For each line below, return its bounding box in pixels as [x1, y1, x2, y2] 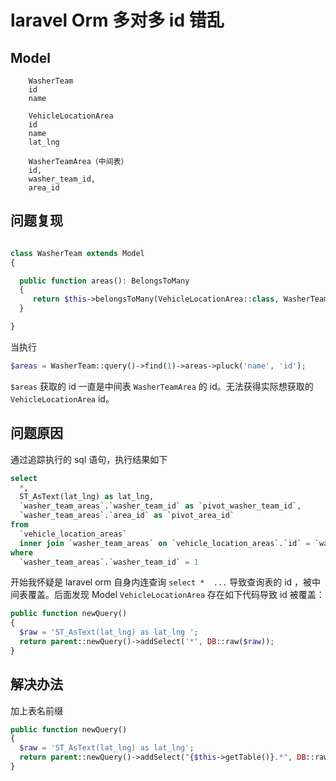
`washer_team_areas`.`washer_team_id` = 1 [19, 557, 199, 567]
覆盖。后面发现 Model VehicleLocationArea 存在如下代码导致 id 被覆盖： [27, 589, 325, 601]
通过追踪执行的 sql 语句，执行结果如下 [10, 453, 168, 465]
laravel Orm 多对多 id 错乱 [10, 9, 225, 32]
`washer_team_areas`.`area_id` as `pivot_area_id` [19, 511, 235, 521]
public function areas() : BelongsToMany [19, 276, 190, 286]
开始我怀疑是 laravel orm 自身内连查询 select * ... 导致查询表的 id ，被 [10, 576, 313, 588]
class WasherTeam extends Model [10, 248, 145, 258]
